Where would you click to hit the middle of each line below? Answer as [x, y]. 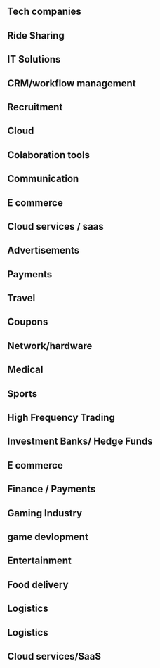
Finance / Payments [52, 489]
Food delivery [38, 585]
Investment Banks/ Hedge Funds [80, 441]
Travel [21, 298]
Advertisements [44, 250]
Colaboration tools [48, 155]
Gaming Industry [45, 513]
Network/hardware [50, 346]
